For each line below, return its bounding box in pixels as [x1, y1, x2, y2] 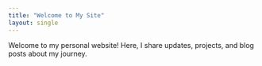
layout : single [8, 19, 59, 27]
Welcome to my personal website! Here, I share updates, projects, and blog [8, 40, 254, 49]
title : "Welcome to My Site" [8, 11, 105, 20]
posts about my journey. [8, 49, 87, 58]
